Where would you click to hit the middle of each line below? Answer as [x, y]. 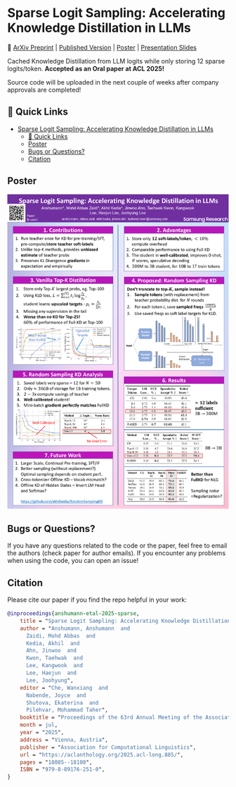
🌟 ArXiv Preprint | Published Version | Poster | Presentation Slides [102, 47]
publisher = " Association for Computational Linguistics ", [108, 747]
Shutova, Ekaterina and [62, 702]
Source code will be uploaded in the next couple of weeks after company [113, 82]
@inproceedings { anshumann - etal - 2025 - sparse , [73, 614]
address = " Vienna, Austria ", [64, 740]
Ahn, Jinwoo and [51, 651]
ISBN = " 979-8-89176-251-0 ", [63, 769]
